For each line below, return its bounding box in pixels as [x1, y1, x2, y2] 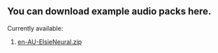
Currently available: [7, 24, 64, 32]
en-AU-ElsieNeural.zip [17, 38, 82, 46]
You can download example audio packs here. [7, 6, 212, 17]
